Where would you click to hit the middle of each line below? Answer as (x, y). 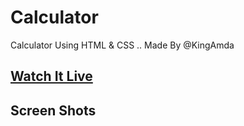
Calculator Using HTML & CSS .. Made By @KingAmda (122, 45)
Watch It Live (51, 76)
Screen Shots (53, 110)
